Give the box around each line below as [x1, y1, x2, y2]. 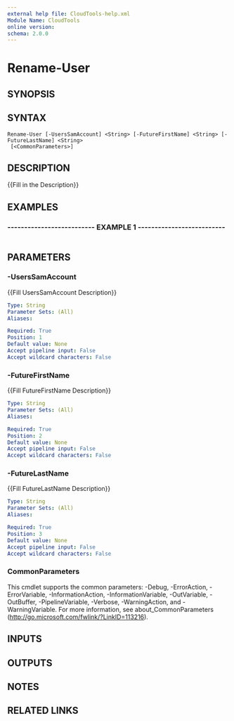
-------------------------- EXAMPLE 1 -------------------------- [7, 222, 226, 232]
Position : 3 [7, 530, 42, 537]
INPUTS [7, 633, 42, 645]
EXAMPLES [7, 201, 58, 213]
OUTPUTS [7, 657, 53, 669]
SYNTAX [7, 112, 47, 124]
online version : [7, 23, 55, 30]
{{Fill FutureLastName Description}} [7, 485, 111, 493]
